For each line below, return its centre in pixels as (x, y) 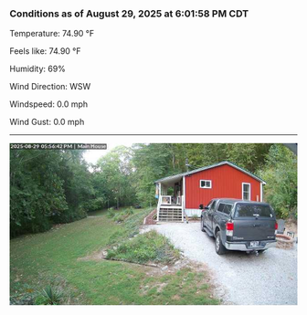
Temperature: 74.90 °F (52, 34)
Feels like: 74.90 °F (45, 51)
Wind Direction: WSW (50, 87)
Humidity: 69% (38, 69)
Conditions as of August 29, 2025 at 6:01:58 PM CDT (129, 14)
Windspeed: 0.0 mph (49, 104)
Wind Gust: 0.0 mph (47, 122)
